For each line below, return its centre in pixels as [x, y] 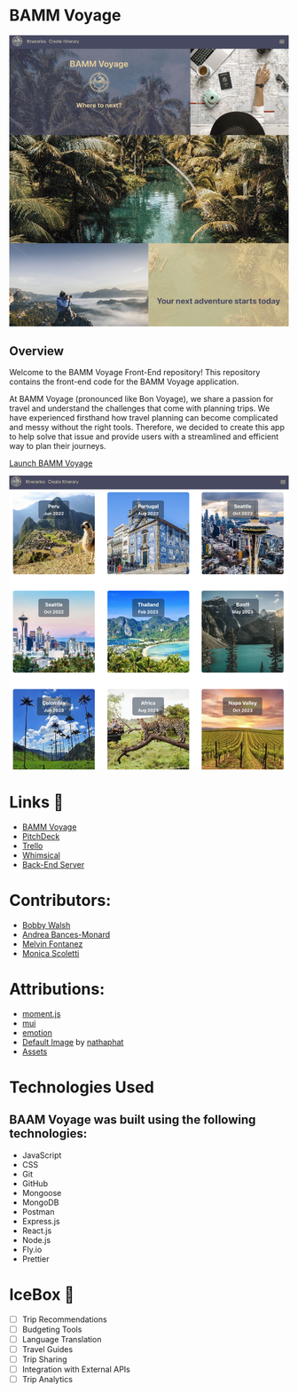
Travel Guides [47, 1350]
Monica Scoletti [51, 953]
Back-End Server [53, 865]
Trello [32, 846]
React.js [37, 1231]
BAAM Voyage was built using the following [133, 1120]
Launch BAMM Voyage [51, 463]
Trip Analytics [47, 1380]
